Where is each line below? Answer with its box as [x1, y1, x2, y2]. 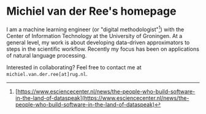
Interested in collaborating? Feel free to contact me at [6, 63, 142, 71]
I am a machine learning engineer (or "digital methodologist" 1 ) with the [6, 25, 185, 33]
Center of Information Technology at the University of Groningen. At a [6, 32, 183, 39]
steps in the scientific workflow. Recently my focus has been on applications [6, 45, 199, 53]
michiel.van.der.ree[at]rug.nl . [6, 70, 88, 77]
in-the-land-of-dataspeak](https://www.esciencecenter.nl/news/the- [15, 94, 189, 102]
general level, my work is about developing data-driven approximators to [6, 39, 190, 46]
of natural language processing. [6, 51, 87, 59]
